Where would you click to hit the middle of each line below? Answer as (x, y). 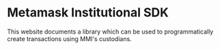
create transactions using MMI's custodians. (69, 38)
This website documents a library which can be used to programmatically (110, 32)
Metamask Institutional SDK (88, 13)
